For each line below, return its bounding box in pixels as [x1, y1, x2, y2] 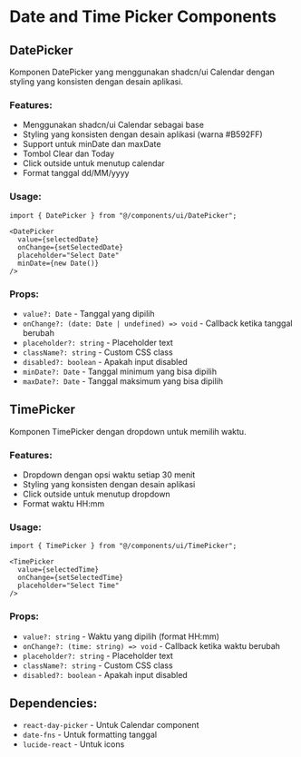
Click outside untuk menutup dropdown [22, 488, 170, 499]
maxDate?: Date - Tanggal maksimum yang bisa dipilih [22, 375, 224, 387]
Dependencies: [9, 695, 98, 711]
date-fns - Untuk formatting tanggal [22, 729, 157, 741]
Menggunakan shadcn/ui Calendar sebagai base [22, 120, 204, 131]
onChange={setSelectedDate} [17, 242, 124, 251]
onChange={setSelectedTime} [17, 574, 124, 583]
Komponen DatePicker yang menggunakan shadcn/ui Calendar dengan [9, 66, 275, 77]
